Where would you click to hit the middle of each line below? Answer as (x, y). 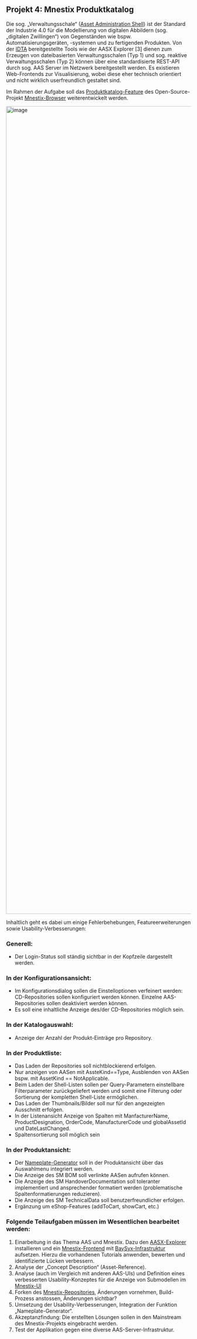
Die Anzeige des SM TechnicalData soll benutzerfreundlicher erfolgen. (100, 1200)
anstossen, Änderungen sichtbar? (76, 1298)
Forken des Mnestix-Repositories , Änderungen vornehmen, (86, 1292)
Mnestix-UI (28, 1285)
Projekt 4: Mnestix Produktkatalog (70, 10)
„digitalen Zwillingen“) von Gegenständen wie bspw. (69, 36)
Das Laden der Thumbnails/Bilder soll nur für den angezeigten (90, 1103)
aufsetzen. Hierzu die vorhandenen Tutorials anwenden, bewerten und (100, 1254)
